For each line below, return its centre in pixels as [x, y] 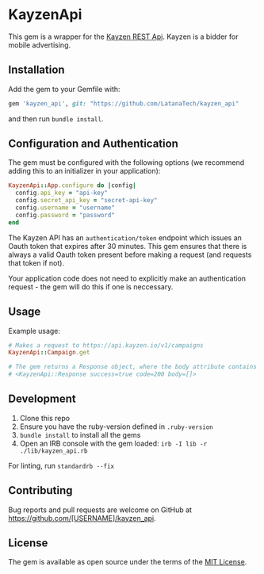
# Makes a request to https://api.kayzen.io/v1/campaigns [106, 345]
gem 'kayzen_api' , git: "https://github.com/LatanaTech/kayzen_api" [124, 103]
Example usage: [34, 331]
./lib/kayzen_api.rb [54, 451]
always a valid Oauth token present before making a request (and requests [130, 254]
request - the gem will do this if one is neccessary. [91, 286]
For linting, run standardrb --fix [61, 465]
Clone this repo [44, 418]
